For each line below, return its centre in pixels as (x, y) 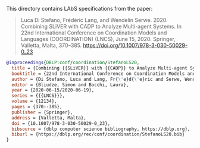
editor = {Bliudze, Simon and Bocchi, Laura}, (70, 85)
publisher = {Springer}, (42, 112)
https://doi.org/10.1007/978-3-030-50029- (135, 45)
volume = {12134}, (35, 101)
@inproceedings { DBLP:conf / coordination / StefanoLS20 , (73, 62)
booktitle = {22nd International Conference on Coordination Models (98, 74)
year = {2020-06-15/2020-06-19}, (53, 90)
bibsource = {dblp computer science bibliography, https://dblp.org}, (101, 129)
